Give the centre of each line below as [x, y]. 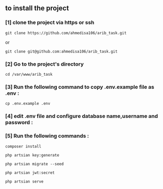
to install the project [37, 8]
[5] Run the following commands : [47, 136]
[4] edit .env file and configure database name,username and [81, 116]
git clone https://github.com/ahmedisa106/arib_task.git [66, 33]
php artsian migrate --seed [35, 164]
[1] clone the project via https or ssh [50, 23]
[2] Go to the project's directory [45, 64]
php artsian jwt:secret [30, 172]
